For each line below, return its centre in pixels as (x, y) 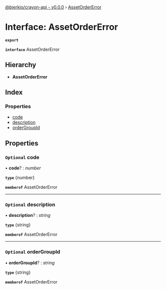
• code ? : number (23, 168)
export (12, 40)
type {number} (20, 178)
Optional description (30, 205)
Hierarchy (21, 65)
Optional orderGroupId (33, 252)
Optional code (22, 157)
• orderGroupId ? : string (30, 263)
